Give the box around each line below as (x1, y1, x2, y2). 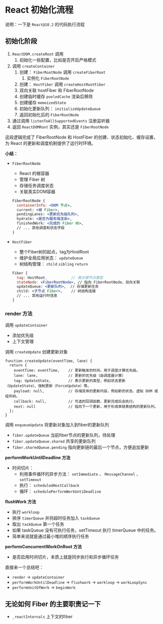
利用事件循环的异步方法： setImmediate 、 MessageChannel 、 (19, 471, 141, 477)
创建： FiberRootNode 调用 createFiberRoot (19, 69, 106, 75)
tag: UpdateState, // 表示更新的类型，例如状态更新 (14, 378, 126, 383)
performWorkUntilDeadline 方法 (5, 455, 71, 461)
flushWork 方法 (5, 499, 36, 505)
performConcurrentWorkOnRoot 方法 (5, 544, 82, 550)
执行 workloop (12, 509, 40, 515)
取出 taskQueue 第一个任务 (12, 521, 65, 527)
